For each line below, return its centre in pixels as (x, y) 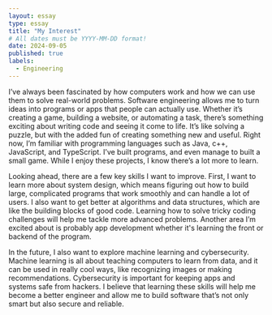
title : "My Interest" (45, 31)
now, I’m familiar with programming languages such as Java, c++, (118, 143)
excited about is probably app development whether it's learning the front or (136, 228)
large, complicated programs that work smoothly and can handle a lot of (129, 193)
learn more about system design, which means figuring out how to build (129, 185)
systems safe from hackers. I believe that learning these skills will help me (132, 286)
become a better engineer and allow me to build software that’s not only (129, 295)
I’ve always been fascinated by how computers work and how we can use (132, 92)
